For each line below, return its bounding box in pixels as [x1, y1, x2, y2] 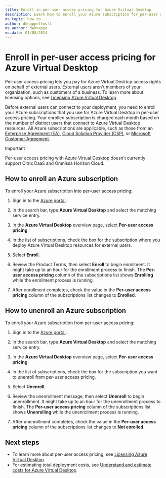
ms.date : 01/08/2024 [5, 30, 48, 35]
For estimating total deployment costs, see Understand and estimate [12, 462, 152, 468]
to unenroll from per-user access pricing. [12, 374, 96, 380]
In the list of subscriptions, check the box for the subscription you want [12, 368, 158, 375]
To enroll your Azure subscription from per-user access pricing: [5, 320, 135, 326]
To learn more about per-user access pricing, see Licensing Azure [12, 451, 147, 457]
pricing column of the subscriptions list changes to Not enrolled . [12, 424, 145, 430]
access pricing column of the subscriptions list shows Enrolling [23, 272, 153, 278]
